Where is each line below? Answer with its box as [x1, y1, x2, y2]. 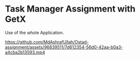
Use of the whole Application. [5, 30, 64, 35]
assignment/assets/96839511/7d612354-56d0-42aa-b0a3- [5, 44, 124, 50]
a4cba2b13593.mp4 [5, 49, 45, 55]
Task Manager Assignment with [5, 3, 136, 15]
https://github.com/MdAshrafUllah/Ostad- [5, 39, 89, 45]
